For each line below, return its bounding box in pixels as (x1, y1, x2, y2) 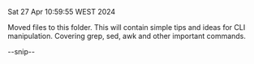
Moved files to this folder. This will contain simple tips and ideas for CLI (7, 23, 246, 32)
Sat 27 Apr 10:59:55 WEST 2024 (7, 7, 116, 16)
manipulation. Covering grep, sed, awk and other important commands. (7, 32, 247, 41)
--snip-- (7, 47, 36, 56)
